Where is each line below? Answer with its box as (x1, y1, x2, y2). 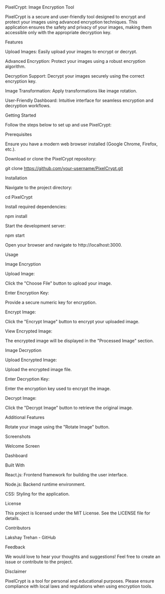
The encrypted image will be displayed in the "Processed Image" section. (5, 338, 154, 343)
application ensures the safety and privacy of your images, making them (5, 24, 152, 30)
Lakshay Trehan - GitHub (5, 535, 56, 540)
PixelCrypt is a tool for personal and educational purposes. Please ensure (5, 578, 154, 584)
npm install (5, 213, 28, 219)
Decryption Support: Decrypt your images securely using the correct (5, 73, 145, 79)
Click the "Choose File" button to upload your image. (5, 280, 112, 286)
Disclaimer (5, 568, 27, 574)
